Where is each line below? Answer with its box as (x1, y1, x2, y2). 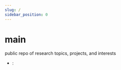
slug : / (5, 7, 21, 13)
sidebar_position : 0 (5, 12, 48, 17)
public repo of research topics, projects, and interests (5, 50, 116, 56)
